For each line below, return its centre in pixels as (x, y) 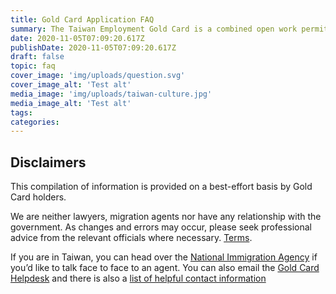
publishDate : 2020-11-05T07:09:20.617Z (93, 47)
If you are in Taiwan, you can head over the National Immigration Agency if (164, 257)
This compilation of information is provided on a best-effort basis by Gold (161, 187)
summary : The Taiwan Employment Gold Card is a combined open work (154, 29)
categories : (35, 122)
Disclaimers (48, 162)
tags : (21, 112)
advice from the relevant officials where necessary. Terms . (131, 238)
